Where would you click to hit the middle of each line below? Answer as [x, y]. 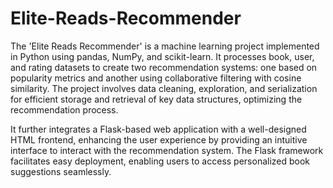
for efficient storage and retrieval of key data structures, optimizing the [156, 99]
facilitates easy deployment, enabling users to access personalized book [160, 161]
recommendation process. [64, 109]
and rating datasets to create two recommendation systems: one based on [164, 67]
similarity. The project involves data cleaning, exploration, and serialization [164, 88]
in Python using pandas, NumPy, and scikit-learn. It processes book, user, [162, 56]
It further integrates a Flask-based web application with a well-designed [158, 129]
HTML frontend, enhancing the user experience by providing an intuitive [159, 139]
